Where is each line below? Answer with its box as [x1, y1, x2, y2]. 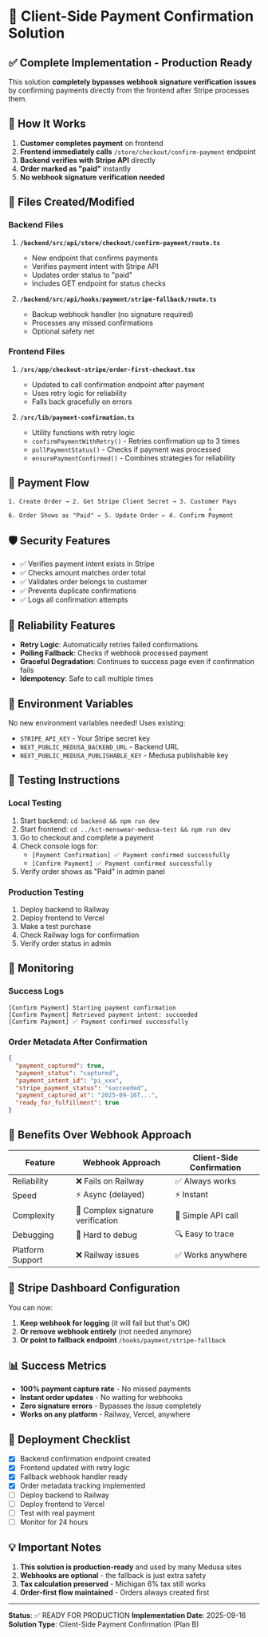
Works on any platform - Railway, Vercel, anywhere [19, 1410, 191, 1419]
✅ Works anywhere [175, 1249, 247, 1260]
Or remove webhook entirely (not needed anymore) [19, 1327, 192, 1336]
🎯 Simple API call [175, 1209, 238, 1220]
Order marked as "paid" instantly [19, 164, 132, 173]
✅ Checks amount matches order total [19, 568, 146, 578]
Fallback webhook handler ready [19, 1472, 128, 1481]
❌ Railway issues [75, 1249, 140, 1260]
